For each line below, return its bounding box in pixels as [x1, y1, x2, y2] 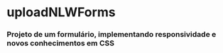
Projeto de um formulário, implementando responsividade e [6, 30, 217, 40]
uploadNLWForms [6, 4, 116, 20]
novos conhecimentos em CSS [6, 38, 115, 48]
